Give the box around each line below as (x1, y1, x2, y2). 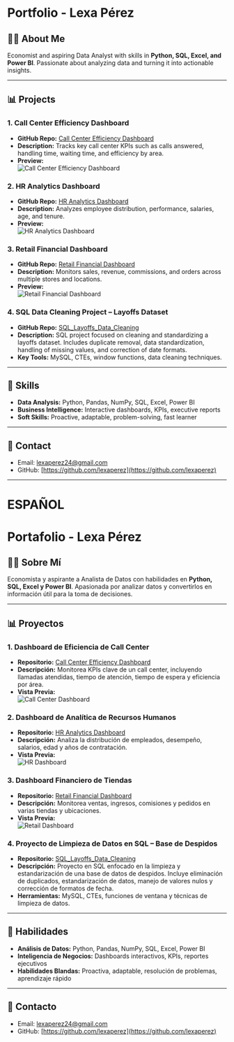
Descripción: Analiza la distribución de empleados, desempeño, (17, 736, 203, 744)
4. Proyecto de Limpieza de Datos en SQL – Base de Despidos (7, 839, 218, 848)
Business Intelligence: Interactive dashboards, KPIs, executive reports (17, 405, 221, 414)
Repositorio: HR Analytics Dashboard (17, 728, 125, 737)
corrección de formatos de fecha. (17, 884, 114, 892)
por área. (17, 680, 44, 689)
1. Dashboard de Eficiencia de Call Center (7, 642, 150, 651)
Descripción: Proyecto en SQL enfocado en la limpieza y (17, 862, 181, 870)
